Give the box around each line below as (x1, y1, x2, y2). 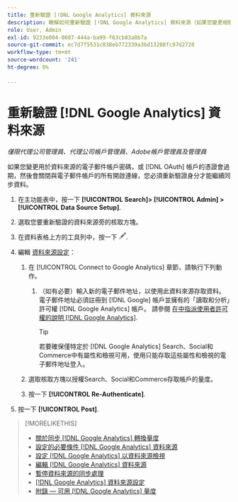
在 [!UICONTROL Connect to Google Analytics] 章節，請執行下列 (28, 263, 216, 271)
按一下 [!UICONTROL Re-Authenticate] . (28, 389, 146, 398)
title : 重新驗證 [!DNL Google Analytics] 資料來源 (7, 11, 152, 18)
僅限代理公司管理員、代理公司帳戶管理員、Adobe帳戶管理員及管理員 (7, 147, 207, 156)
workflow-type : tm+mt (7, 49, 72, 56)
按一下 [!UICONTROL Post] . (17, 404, 99, 413)
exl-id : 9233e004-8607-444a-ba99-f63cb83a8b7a (7, 34, 147, 41)
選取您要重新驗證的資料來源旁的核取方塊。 (17, 217, 142, 226)
